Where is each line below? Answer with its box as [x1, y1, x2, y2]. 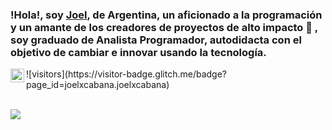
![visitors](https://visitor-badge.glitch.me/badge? [26, 68, 228, 80]
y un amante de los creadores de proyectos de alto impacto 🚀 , [10, 20, 318, 34]
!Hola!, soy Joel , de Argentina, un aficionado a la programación [10, 8, 323, 22]
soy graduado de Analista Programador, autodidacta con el [10, 33, 302, 47]
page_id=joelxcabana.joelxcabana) [26, 79, 170, 91]
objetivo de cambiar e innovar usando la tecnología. [10, 45, 267, 59]
